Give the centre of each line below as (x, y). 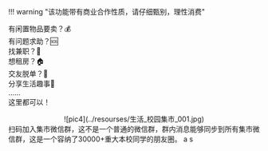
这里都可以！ (29, 102)
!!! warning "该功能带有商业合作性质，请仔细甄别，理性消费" (107, 12)
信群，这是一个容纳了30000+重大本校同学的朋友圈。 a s (101, 139)
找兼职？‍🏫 (25, 51)
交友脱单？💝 (28, 74)
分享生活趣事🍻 (32, 83)
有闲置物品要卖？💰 (40, 29)
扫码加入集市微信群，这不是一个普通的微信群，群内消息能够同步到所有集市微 (134, 129)
